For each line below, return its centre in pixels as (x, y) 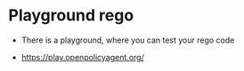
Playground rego (71, 16)
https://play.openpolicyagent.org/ (82, 57)
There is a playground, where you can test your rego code (128, 40)
